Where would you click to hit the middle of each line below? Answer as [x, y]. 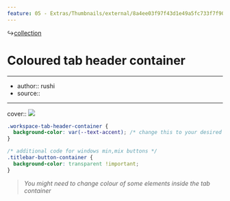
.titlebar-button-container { [50, 158]
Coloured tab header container [97, 61]
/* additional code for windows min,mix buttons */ [82, 151]
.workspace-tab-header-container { [58, 126]
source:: [29, 93]
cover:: [17, 113]
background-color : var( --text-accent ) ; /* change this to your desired [118, 133]
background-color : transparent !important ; [76, 164]
